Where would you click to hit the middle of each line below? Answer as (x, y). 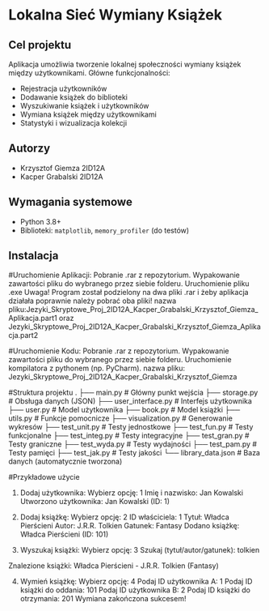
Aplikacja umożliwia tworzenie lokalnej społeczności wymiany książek (125, 64)
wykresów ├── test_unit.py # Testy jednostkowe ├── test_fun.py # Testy (131, 427)
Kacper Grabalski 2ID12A (61, 177)
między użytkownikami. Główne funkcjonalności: (90, 73)
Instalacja (34, 256)
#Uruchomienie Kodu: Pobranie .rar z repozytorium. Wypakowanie (119, 351)
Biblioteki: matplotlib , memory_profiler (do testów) (105, 230)
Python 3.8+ (41, 221)
